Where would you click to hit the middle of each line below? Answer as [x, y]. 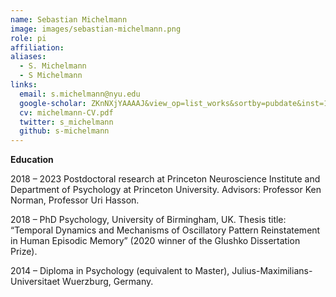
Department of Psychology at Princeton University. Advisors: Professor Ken [166, 190]
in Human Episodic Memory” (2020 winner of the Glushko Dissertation [155, 241]
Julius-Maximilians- [272, 271]
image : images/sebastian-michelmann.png [96, 29]
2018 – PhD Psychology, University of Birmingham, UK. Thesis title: [148, 220]
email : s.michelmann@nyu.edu [80, 94]
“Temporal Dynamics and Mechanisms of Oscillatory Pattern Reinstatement [165, 230]
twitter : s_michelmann [66, 122]
